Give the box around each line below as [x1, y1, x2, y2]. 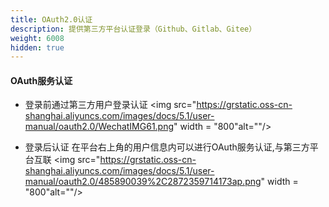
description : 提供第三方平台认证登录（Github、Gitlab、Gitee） [10, 24, 257, 34]
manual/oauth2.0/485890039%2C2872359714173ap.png [24, 176, 262, 188]
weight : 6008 [10, 33, 65, 43]
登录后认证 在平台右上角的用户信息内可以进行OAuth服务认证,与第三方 [24, 141, 310, 153]
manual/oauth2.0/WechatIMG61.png [24, 121, 175, 133]
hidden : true [10, 42, 65, 53]
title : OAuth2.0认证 [10, 14, 93, 25]
